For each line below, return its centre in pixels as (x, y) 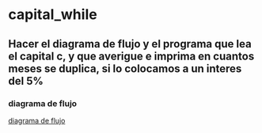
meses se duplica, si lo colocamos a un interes (125, 68)
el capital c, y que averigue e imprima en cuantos (131, 56)
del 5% (26, 81)
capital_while (53, 15)
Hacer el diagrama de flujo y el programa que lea (130, 44)
